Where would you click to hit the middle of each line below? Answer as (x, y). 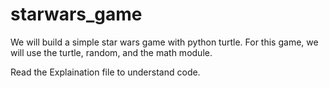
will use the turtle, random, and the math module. (111, 52)
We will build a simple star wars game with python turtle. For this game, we (164, 42)
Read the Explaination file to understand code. (105, 72)
